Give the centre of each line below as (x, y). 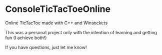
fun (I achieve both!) (26, 38)
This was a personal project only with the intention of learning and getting (81, 32)
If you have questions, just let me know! (46, 47)
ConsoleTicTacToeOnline (58, 9)
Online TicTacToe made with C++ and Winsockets (56, 23)
